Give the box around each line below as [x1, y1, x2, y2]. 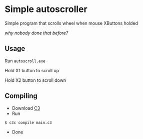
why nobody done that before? [4, 30, 68, 36]
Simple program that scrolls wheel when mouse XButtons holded [4, 20, 138, 26]
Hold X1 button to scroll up [4, 67, 59, 73]
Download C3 [11, 105, 40, 111]
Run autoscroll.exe [4, 58, 45, 64]
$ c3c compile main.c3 [4, 120, 52, 125]
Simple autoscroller [4, 4, 88, 15]
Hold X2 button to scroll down [4, 77, 66, 83]
